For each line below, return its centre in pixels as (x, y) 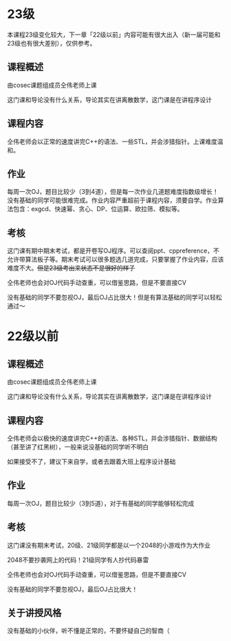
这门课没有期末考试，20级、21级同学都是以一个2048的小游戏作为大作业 (109, 545)
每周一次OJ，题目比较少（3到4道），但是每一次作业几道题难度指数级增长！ (113, 192)
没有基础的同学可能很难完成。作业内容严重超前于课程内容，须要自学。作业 (112, 200)
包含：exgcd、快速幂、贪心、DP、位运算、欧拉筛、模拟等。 (98, 209)
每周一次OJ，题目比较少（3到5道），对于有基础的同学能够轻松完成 (101, 503)
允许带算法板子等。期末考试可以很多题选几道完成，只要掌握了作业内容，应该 (115, 259)
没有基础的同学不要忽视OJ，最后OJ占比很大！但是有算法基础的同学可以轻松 (114, 297)
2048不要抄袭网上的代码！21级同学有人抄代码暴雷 (78, 560)
